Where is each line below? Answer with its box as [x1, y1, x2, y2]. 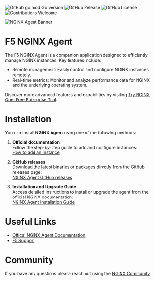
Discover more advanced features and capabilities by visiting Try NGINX [5, 91, 150, 97]
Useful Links [5, 216, 57, 228]
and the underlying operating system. [12, 82, 87, 88]
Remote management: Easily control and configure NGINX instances [12, 66, 149, 72]
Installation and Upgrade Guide [12, 183, 77, 189]
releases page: [12, 169, 42, 175]
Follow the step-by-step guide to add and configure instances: [12, 144, 138, 150]
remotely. [12, 72, 32, 78]
